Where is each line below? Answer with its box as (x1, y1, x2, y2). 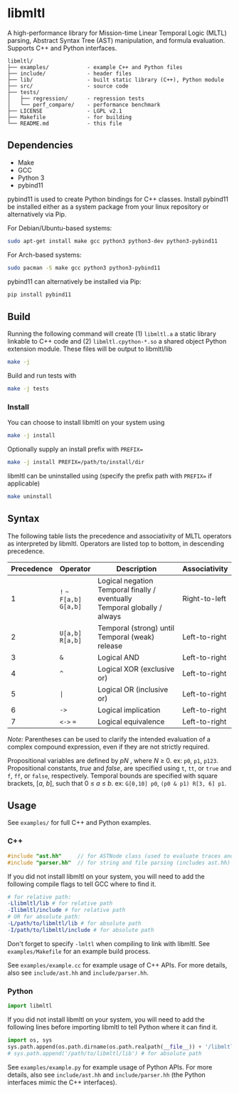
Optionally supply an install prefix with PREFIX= (7, 445, 144, 453)
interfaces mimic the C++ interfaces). (7, 1078, 117, 1087)
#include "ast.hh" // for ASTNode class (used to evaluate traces (7, 852, 221, 860)
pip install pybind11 (7, 291, 72, 298)
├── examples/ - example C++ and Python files (7, 63, 183, 71)
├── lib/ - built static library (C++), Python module (7, 76, 224, 83)
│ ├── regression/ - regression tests (7, 95, 144, 102)
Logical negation (97, 575, 154, 585)
